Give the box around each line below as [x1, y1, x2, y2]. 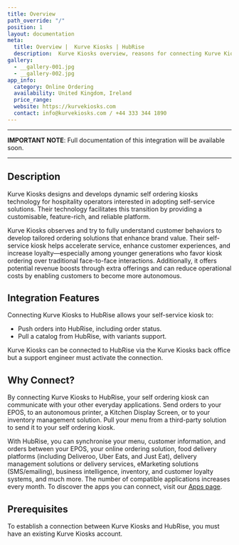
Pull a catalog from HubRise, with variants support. [17, 332, 167, 341]
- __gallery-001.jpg [14, 63, 75, 70]
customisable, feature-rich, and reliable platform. [7, 212, 151, 221]
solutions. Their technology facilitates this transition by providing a [7, 204, 203, 213]
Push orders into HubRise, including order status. [17, 324, 162, 333]
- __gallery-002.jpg [14, 70, 75, 77]
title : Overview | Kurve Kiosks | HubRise [14, 43, 144, 51]
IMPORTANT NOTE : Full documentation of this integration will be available [7, 136, 225, 144]
